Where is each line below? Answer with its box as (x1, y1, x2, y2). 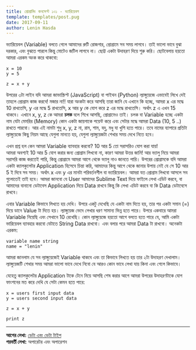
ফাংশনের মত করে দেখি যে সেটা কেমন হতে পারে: (6, 279, 85, 286)
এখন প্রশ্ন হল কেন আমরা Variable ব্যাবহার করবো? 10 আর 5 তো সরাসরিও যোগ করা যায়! (6, 143, 159, 150)
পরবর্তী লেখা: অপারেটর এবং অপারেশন (6, 338, 67, 345)
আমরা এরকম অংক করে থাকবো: (6, 54, 58, 61)
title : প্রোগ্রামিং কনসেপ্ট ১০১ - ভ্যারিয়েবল (6, 8, 79, 15)
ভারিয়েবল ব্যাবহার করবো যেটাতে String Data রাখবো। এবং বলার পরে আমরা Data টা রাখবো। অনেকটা (6, 220, 183, 227)
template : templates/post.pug (6, 14, 80, 20)
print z (6, 316, 25, 322)
